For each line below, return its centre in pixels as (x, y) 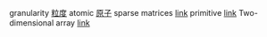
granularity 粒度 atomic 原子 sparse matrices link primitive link (123, 13)
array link (73, 23)
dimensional (32, 23)
